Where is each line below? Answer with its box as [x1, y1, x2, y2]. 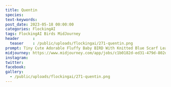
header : [5, 36, 36, 41]
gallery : [5, 70, 24, 75]
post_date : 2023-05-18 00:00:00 [5, 21, 74, 27]
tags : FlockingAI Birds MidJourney [5, 31, 81, 36]
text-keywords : [5, 17, 38, 22]
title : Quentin [5, 7, 38, 13]
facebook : [5, 64, 26, 70]
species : [5, 12, 24, 17]
